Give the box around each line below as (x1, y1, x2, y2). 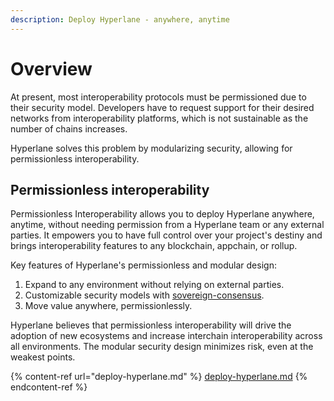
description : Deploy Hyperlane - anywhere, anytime (10, 14, 230, 25)
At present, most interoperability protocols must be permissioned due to (10, 91, 307, 103)
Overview (10, 57, 93, 80)
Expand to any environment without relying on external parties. (24, 279, 285, 291)
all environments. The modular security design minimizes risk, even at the (10, 341, 314, 353)
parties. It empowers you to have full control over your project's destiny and (10, 229, 323, 241)
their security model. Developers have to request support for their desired (10, 101, 315, 113)
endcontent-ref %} (10, 381, 88, 393)
